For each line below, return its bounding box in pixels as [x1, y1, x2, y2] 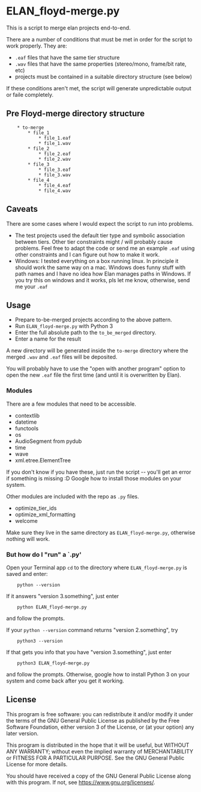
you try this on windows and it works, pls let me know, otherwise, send [14, 276, 190, 283]
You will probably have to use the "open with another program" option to [6, 365, 186, 373]
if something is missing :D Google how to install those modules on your [6, 474, 182, 482]
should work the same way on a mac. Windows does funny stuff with [14, 264, 186, 271]
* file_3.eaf [38, 167, 71, 173]
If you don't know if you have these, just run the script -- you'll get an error [6, 468, 191, 475]
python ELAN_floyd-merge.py [17, 604, 87, 610]
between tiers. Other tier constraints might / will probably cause [14, 238, 173, 245]
